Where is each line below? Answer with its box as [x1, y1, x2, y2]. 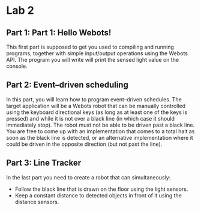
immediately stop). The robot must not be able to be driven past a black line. [6, 121, 195, 128]
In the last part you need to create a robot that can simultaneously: [6, 173, 171, 181]
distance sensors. [14, 198, 59, 205]
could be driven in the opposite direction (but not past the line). [6, 140, 163, 148]
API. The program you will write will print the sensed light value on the [6, 56, 179, 63]
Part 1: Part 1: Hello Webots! [6, 28, 112, 38]
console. [6, 62, 28, 70]
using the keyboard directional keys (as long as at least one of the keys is [6, 109, 188, 116]
